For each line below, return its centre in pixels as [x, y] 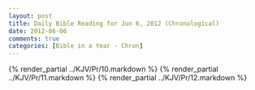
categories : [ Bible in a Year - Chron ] [76, 46]
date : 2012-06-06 [38, 31]
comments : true [34, 39]
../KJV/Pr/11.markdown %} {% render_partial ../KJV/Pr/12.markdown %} [128, 78]
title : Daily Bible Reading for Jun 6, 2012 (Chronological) [114, 24]
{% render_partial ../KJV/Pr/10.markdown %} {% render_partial [114, 69]
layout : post [30, 16]
